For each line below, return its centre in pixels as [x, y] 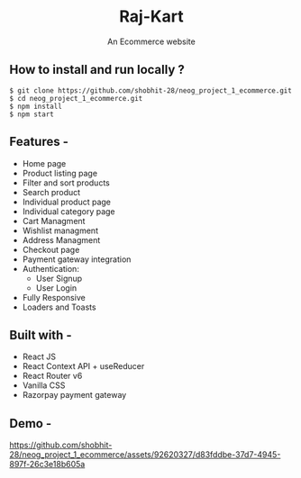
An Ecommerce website [151, 41]
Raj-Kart [151, 17]
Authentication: [50, 268]
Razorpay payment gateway [74, 395]
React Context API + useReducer [83, 366]
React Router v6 [52, 376]
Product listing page [59, 173]
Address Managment [61, 239]
